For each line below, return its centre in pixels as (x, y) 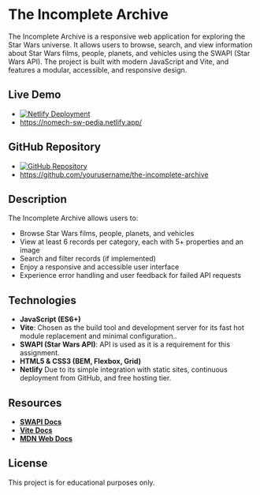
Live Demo (35, 95)
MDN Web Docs (46, 439)
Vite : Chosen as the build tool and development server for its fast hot (132, 328)
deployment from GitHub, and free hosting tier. (95, 378)
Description (37, 199)
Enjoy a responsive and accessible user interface (99, 267)
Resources (35, 403)
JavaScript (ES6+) (50, 319)
